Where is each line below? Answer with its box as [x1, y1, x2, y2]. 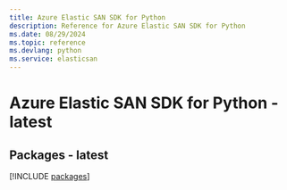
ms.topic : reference [9, 37, 87, 47]
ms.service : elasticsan [9, 54, 98, 63]
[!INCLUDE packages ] [9, 171, 90, 181]
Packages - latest [9, 147, 109, 162]
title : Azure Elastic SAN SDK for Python [9, 12, 166, 22]
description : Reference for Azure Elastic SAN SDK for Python [9, 21, 246, 30]
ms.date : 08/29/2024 [9, 29, 87, 38]
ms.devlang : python [9, 46, 82, 55]
